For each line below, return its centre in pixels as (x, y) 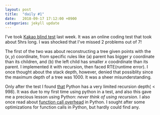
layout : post (18, 9)
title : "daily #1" (25, 14)
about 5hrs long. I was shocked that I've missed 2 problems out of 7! (73, 42)
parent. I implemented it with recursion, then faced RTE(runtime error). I (77, 67)
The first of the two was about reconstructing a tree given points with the (78, 51)
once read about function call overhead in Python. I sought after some (75, 102)
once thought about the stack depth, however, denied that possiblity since (79, 72)
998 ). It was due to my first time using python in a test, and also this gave (78, 92)
